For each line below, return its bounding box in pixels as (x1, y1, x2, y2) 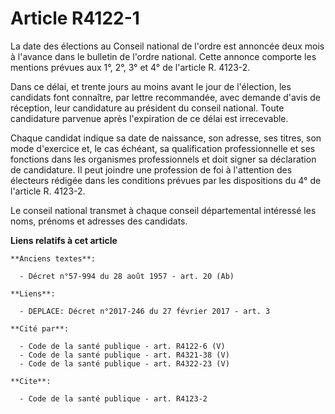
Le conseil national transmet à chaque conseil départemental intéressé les (10, 204, 317, 216)
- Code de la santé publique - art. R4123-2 (19, 393, 208, 404)
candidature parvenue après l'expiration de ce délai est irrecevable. (10, 112, 289, 124)
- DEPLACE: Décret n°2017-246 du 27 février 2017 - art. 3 (19, 306, 271, 316)
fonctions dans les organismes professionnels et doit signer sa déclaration (10, 153, 317, 165)
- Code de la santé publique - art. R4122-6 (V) (19, 341, 226, 351)
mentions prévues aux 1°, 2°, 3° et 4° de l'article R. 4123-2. (10, 61, 251, 73)
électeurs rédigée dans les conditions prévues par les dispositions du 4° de (10, 174, 322, 186)
